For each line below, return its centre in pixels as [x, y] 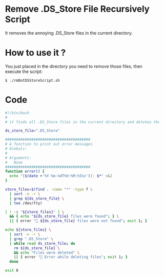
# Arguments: [18, 158]
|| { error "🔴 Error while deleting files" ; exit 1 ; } [71, 257]
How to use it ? [35, 53]
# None [14, 162]
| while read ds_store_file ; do [42, 243]
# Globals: [16, 149]
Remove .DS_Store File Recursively [77, 9]
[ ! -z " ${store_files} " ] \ [35, 212]
